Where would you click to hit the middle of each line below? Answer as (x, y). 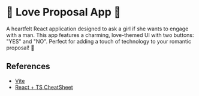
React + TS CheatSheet (44, 87)
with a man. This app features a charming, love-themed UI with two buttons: (100, 35)
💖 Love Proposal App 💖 (64, 12)
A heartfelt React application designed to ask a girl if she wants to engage (97, 29)
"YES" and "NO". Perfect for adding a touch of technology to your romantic (99, 41)
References (28, 66)
